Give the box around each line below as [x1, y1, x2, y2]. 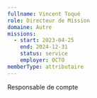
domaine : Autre [7, 23, 52, 31]
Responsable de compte [7, 82, 79, 91]
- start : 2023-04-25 [13, 37, 74, 44]
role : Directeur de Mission [7, 17, 91, 24]
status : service [20, 50, 69, 58]
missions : [7, 30, 37, 38]
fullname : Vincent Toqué [7, 10, 81, 18]
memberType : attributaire [7, 63, 84, 70]
